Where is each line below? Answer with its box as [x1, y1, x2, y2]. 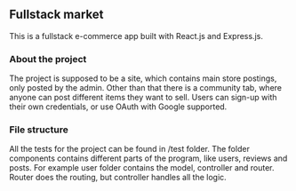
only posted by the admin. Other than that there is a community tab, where [9, 83, 283, 93]
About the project [9, 52, 87, 65]
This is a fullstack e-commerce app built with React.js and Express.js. [9, 30, 264, 41]
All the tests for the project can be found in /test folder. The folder [9, 144, 251, 155]
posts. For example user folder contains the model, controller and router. [9, 163, 275, 173]
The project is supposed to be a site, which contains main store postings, [9, 73, 277, 84]
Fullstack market [9, 7, 104, 22]
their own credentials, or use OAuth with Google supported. [9, 101, 228, 112]
